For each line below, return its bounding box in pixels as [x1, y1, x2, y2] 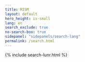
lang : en [5, 20, 23, 26]
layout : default [5, 12, 37, 16]
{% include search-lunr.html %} [5, 52, 68, 58]
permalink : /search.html [5, 39, 55, 44]
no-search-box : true [5, 30, 47, 34]
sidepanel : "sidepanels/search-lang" [5, 34, 81, 39]
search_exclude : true [5, 25, 49, 30]
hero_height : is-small [5, 16, 50, 21]
